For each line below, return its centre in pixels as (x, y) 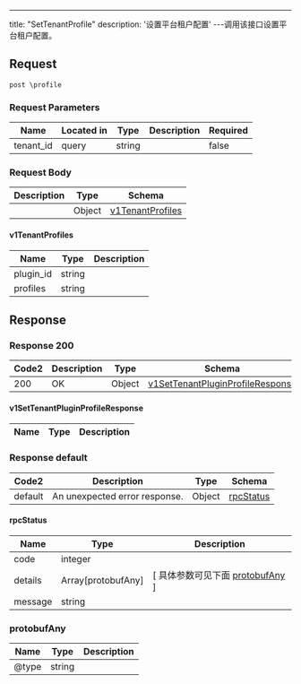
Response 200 (42, 345)
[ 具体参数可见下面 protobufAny (219, 575)
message (33, 602)
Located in (84, 131)
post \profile (36, 85)
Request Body (40, 173)
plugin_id (33, 273)
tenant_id (34, 146)
